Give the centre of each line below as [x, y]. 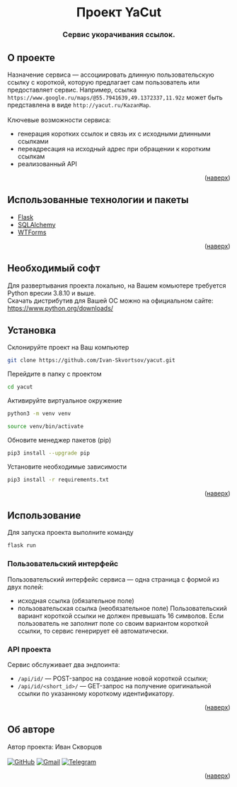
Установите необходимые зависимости [67, 467]
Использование [44, 515]
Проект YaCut [119, 12]
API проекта [29, 649]
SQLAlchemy [36, 224]
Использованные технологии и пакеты [98, 200]
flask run [22, 546]
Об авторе [31, 730]
